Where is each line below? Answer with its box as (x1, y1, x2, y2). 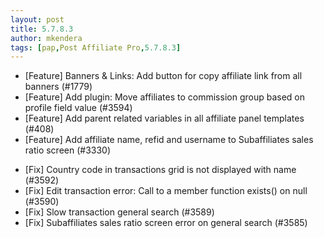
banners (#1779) (24, 81, 93, 93)
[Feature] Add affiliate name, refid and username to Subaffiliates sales (24, 134, 314, 146)
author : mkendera (10, 33, 83, 43)
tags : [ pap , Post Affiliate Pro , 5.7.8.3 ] (10, 42, 182, 53)
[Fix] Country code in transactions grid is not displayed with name (24, 164, 297, 176)
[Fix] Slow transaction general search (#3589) (24, 206, 215, 218)
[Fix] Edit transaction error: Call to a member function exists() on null (24, 185, 308, 197)
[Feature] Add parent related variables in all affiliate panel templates (24, 112, 305, 125)
